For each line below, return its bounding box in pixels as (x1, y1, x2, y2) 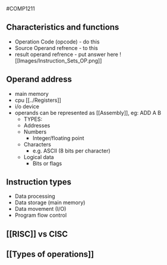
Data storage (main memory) (14, 199, 86, 206)
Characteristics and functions (6, 22, 119, 32)
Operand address (6, 74, 73, 85)
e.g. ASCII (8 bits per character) (32, 147, 111, 154)
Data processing (14, 193, 55, 200)
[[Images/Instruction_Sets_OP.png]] (14, 57, 102, 64)
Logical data (23, 153, 55, 160)
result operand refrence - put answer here (14, 51, 119, 58)
